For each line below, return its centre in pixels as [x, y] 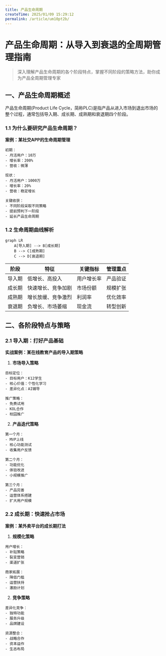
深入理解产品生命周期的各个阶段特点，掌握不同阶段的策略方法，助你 [86, 72]
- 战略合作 [15, 638]
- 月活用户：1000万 [23, 181]
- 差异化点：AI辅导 [22, 389]
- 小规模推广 [17, 476]
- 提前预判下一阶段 [22, 211]
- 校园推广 [15, 414]
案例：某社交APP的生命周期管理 [38, 140]
